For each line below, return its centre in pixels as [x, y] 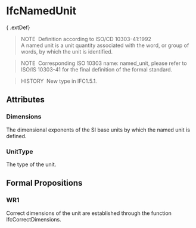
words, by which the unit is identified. [67, 51]
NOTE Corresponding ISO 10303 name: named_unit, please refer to [104, 63]
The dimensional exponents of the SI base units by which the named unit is [98, 130]
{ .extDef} [18, 27]
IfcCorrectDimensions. [34, 219]
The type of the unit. [31, 164]
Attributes [25, 100]
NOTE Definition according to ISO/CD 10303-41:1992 [86, 39]
